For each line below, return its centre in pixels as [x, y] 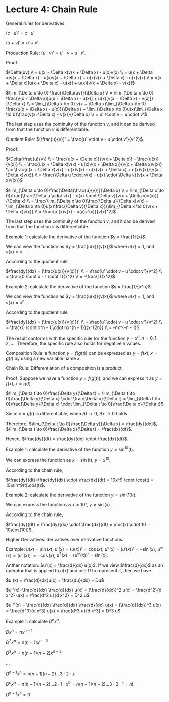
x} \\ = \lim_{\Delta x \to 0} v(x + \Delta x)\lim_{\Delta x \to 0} [84, 103]
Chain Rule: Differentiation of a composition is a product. [64, 368]
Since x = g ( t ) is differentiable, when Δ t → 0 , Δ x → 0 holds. [67, 414]
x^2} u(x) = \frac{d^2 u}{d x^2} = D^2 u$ [48, 595]
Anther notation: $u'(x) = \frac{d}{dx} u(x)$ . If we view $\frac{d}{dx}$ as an [84, 565]
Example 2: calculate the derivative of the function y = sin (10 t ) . [71, 495]
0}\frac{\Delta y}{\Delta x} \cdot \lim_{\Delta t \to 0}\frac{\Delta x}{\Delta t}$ [85, 404]
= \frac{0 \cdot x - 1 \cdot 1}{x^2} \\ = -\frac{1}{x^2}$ [60, 276]
